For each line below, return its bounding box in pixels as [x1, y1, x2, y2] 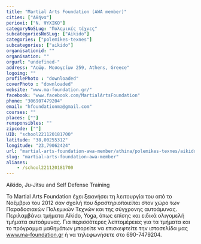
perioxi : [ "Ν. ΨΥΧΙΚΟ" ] [6, 20, 66, 26]
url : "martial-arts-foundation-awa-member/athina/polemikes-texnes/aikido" [6, 148, 199, 154]
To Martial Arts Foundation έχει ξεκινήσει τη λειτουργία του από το [6, 193, 172, 200]
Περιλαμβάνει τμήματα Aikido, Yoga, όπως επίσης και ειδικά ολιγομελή [6, 212, 185, 219]
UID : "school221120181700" [6, 131, 74, 138]
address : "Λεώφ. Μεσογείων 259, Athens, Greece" [6, 64, 130, 71]
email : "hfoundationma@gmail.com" [6, 103, 93, 110]
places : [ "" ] [6, 115, 39, 121]
